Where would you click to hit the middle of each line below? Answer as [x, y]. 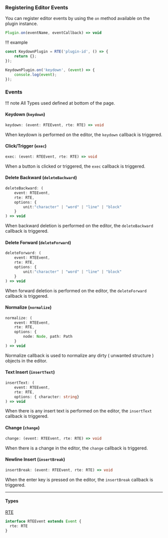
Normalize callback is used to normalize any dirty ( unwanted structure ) [79, 355]
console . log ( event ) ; [35, 75]
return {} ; [25, 57]
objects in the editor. [26, 361]
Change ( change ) [22, 428]
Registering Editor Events [37, 8]
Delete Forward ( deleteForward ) [38, 242]
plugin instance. [22, 24]
